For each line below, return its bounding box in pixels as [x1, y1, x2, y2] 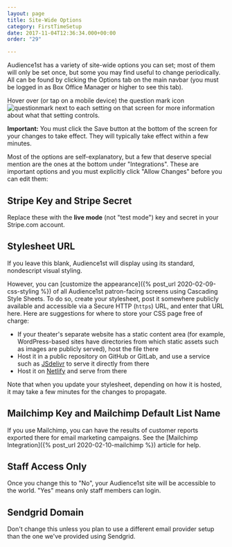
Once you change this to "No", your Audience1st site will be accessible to [7, 479, 216, 487]
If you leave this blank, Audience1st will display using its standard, [7, 259, 195, 267]
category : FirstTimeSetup [7, 23, 82, 30]
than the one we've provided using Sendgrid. [7, 532, 136, 541]
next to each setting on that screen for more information [55, 104, 215, 112]
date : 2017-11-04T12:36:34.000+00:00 [7, 29, 116, 37]
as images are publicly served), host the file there [17, 344, 159, 353]
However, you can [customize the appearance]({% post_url [7, 280, 176, 288]
